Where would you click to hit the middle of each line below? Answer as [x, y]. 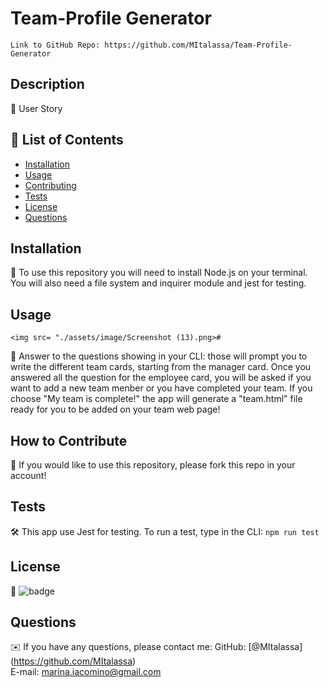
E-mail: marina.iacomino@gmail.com [86, 672]
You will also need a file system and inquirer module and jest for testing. [158, 283]
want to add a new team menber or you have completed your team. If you [161, 388]
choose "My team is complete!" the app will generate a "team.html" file [156, 399]
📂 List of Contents [67, 140]
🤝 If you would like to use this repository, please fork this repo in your [153, 465]
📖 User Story [36, 108]
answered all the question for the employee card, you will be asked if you [161, 378]
